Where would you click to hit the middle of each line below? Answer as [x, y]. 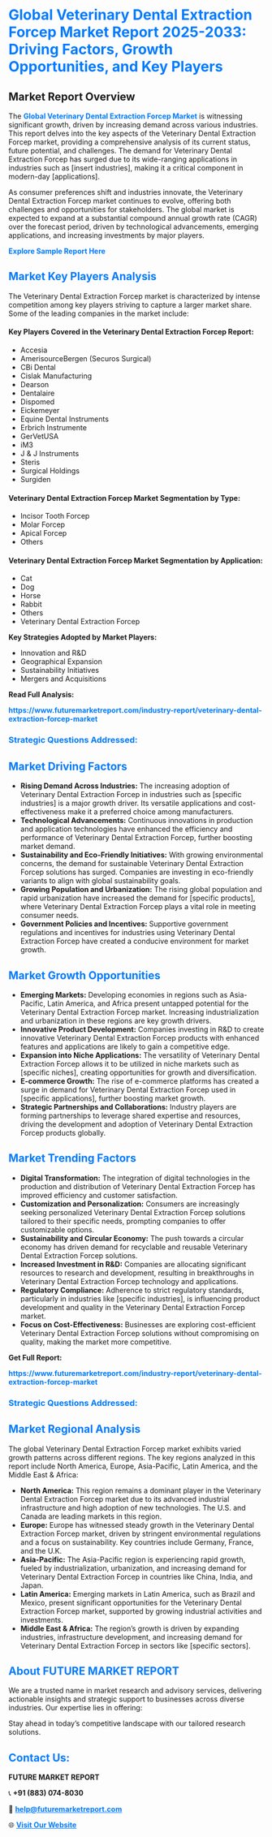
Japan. [32, 1585]
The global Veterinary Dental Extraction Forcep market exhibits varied [125, 1449]
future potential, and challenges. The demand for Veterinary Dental [121, 151]
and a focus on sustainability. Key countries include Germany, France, [137, 1542]
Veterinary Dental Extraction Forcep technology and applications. [129, 1281]
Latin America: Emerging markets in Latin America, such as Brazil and [138, 1593]
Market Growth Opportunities [84, 975]
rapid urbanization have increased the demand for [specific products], [138, 898]
